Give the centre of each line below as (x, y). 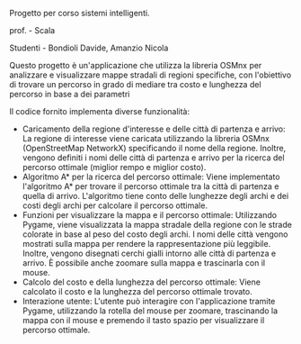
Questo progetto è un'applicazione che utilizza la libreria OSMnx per (136, 65)
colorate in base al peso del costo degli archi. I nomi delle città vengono (155, 234)
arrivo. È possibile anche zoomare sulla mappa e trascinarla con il (144, 263)
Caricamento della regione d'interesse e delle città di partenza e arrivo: (154, 129)
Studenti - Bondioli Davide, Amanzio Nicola (89, 48)
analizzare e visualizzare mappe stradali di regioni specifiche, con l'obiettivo (150, 75)
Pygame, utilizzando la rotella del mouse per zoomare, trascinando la (150, 311)
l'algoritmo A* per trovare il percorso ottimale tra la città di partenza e (150, 186)
